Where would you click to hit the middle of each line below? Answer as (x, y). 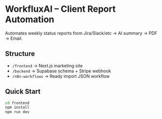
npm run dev (17, 112)
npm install (17, 107)
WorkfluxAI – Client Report (60, 9)
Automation (30, 19)
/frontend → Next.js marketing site (47, 65)
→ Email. (14, 38)
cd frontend (17, 103)
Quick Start (23, 92)
